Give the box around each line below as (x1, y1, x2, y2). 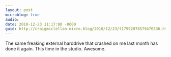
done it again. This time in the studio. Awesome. (5, 46, 106, 52)
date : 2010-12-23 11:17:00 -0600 (5, 21, 76, 27)
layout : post (5, 7, 33, 13)
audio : (5, 17, 19, 22)
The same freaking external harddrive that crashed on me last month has (5, 40, 158, 46)
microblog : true (5, 12, 40, 17)
